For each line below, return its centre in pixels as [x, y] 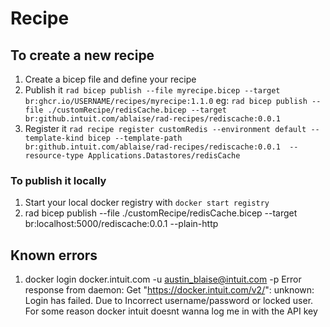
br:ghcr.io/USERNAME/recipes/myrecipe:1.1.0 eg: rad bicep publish [166, 100]
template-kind [54, 138]
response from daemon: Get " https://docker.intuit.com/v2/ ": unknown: [169, 290]
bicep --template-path [135, 138]
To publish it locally [58, 180]
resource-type [54, 156]
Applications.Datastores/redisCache [164, 156]
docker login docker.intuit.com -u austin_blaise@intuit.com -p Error [163, 279]
